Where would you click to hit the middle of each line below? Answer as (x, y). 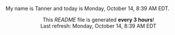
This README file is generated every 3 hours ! (98, 20)
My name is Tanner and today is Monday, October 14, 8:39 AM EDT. (88, 8)
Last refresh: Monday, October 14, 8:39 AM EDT (98, 26)
